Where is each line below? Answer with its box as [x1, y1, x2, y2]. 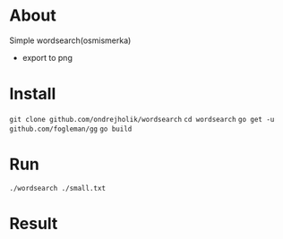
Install [9, 84, 56, 104]
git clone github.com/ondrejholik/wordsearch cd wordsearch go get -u [9, 115, 275, 124]
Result [9, 214, 58, 234]
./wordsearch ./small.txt [9, 184, 106, 192]
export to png [21, 52, 73, 63]
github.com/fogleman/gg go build [9, 124, 133, 133]
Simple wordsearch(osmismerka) [9, 35, 132, 46]
